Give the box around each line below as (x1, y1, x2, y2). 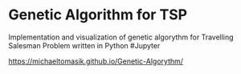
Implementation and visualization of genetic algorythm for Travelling (8, 32, 235, 42)
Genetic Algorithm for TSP (8, 6, 187, 24)
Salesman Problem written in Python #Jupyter (8, 40, 161, 50)
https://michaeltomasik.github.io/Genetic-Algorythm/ (8, 56, 183, 66)
